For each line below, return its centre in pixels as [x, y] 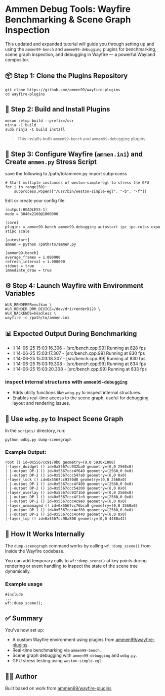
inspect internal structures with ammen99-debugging [66, 381]
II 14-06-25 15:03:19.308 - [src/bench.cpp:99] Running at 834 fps [79, 364]
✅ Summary [24, 618]
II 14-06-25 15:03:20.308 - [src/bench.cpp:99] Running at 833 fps [80, 369]
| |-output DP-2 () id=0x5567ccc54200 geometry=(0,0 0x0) [66, 488]
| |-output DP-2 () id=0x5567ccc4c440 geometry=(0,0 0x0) [66, 514]
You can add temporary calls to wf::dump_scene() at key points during [76, 561]
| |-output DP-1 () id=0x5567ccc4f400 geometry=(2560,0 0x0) [69, 484]
